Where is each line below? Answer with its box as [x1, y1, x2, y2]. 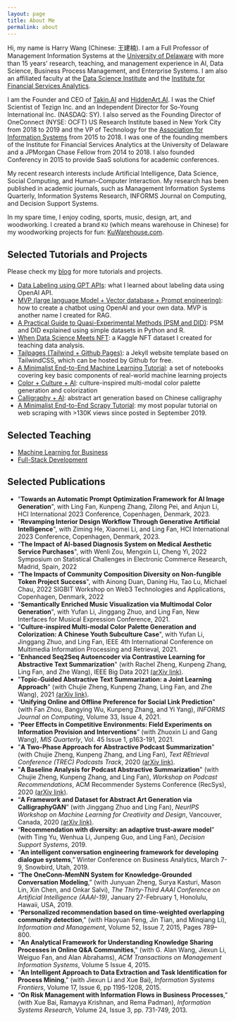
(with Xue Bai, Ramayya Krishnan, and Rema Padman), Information [17, 998, 211, 1006]
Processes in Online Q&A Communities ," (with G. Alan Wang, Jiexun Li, [17, 945, 227, 954]
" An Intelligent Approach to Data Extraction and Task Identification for [17, 968, 228, 976]
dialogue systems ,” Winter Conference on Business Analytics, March [17, 855, 220, 863]
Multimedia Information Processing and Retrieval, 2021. [17, 645, 178, 653]
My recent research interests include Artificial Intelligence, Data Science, [7, 169, 218, 177]
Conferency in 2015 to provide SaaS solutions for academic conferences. [7, 156, 220, 164]
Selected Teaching [7, 429, 92, 441]
